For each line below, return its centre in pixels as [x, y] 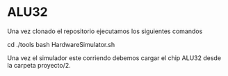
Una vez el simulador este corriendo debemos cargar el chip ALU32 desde [114, 58]
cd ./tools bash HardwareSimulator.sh [61, 44]
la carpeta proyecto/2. [39, 65]
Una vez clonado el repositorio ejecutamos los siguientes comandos [105, 31]
